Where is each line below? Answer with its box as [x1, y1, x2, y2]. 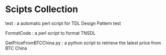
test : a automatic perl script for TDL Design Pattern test [5, 20, 121, 26]
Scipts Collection [5, 4, 78, 15]
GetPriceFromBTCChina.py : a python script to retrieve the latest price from [5, 39, 161, 46]
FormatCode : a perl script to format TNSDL [5, 30, 96, 36]
